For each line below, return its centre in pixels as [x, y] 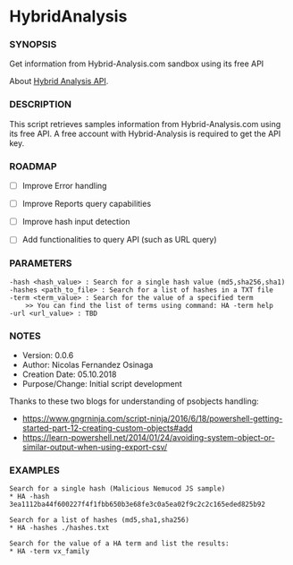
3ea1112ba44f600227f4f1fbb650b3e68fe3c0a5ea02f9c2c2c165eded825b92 [138, 505]
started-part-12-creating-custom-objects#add [108, 428]
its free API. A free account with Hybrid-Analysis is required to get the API [145, 133]
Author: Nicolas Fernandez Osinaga [88, 364]
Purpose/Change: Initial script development [102, 383]
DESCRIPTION [41, 105]
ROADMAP [33, 166]
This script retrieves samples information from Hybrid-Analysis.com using [145, 124]
